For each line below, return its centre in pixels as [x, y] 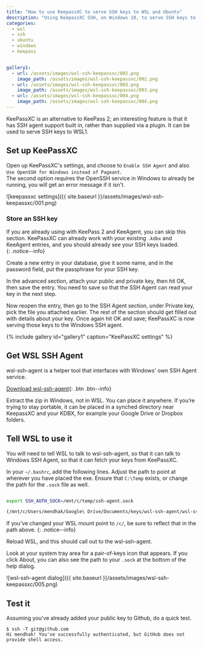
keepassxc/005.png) [32, 584]
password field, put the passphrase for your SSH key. [73, 269]
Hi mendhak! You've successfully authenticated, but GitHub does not [96, 634]
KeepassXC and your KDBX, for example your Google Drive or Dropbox [95, 413]
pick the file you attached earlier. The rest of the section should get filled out [101, 312]
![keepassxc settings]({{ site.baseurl [51, 196]
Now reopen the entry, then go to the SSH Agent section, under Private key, [100, 305]
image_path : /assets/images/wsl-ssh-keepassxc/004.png [88, 102]
